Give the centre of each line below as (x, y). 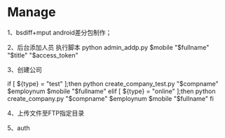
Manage (32, 12)
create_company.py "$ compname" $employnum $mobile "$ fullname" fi (110, 98)
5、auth (19, 127)
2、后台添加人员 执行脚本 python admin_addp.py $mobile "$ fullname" (108, 47)
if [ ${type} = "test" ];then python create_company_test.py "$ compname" (113, 83)
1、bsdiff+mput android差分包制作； (60, 32)
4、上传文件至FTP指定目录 (46, 113)
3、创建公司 (25, 69)
